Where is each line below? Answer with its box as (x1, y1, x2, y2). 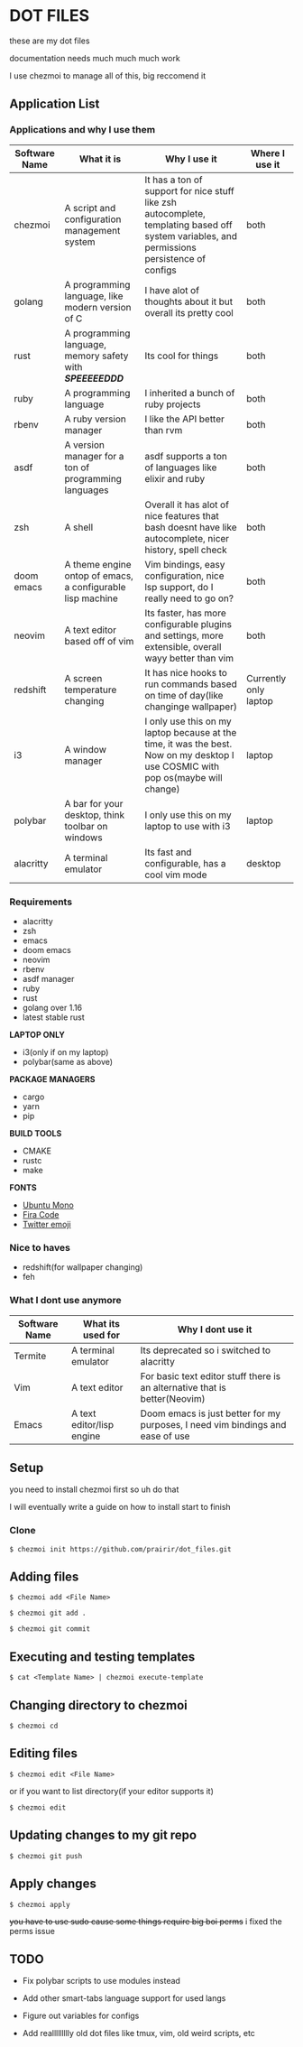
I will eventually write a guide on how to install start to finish (9, 1502, 232, 1513)
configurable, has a (143, 857, 226, 869)
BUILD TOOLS (9, 1127, 62, 1138)
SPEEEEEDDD (64, 372, 124, 384)
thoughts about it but (143, 295, 234, 308)
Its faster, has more (143, 607, 227, 619)
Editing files (9, 1746, 78, 1761)
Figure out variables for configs (22, 2010, 140, 2022)
